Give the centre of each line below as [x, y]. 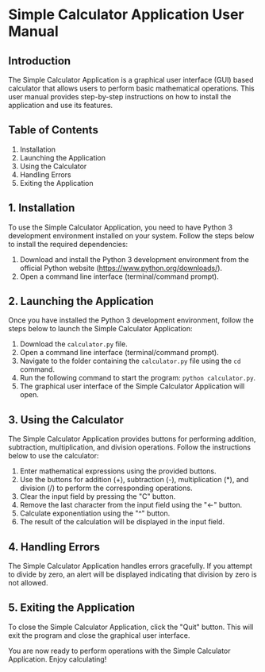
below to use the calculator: [54, 456]
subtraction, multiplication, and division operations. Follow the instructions [130, 447]
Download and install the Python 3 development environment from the [134, 259]
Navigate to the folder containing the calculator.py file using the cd [130, 361]
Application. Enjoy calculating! [58, 659]
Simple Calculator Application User [126, 15]
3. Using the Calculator [66, 420]
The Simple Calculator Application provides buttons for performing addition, [132, 439]
